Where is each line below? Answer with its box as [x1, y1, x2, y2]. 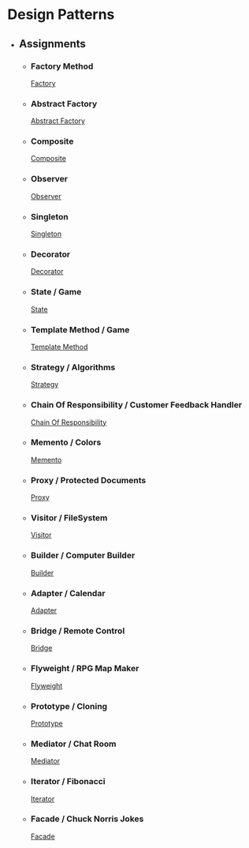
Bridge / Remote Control [30, 625, 125, 636]
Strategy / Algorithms [30, 362, 116, 373]
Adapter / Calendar [30, 587, 106, 598]
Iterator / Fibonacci [30, 776, 106, 787]
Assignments [18, 37, 86, 51]
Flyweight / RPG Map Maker [30, 663, 139, 674]
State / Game [30, 287, 82, 298]
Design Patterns [7, 6, 115, 24]
